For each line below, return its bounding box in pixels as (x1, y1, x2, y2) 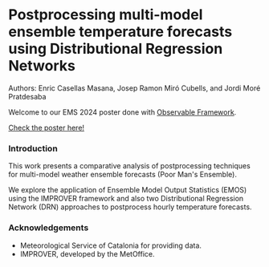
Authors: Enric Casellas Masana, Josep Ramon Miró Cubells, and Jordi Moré (8, 83, 261, 93)
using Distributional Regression (8, 40, 223, 58)
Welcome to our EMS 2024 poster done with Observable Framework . (8, 107, 237, 117)
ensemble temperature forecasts (8, 22, 233, 41)
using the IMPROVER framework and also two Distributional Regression (8, 194, 244, 204)
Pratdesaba (8, 91, 47, 101)
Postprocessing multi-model (8, 6, 203, 24)
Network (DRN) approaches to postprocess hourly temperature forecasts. (8, 202, 252, 212)
